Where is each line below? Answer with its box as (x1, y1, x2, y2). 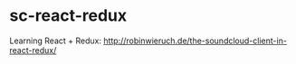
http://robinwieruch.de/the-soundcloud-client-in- (103, 35, 288, 46)
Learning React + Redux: (9, 35, 102, 46)
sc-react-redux (9, 5, 128, 26)
